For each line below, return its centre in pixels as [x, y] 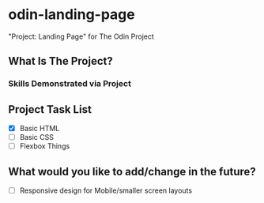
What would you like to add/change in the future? [132, 171]
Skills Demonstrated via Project [70, 84]
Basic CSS [36, 137]
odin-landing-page [72, 15]
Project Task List [50, 109]
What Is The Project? [60, 61]
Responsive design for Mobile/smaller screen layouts [106, 190]
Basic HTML [40, 129]
